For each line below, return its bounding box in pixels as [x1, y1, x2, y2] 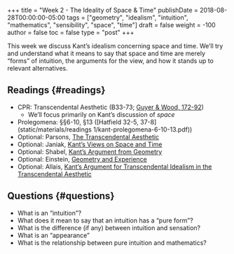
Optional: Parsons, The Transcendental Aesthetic [17, 132, 160, 141]
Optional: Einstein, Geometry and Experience [17, 155, 147, 163]
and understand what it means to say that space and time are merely [7, 49, 205, 57]
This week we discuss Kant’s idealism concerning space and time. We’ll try [7, 42, 223, 50]
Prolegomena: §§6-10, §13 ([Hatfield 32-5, [17, 118, 139, 126]
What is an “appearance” [17, 231, 90, 239]
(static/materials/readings [17, 125, 92, 134]
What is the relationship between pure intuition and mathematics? [17, 238, 207, 247]
